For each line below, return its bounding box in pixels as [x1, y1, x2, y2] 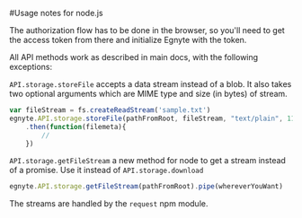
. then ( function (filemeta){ [25, 122, 127, 131]
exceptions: [9, 62, 52, 72]
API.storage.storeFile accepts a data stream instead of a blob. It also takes [9, 79, 292, 89]
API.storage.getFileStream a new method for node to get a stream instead [9, 155, 286, 166]
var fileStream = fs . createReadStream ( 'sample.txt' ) [9, 106, 211, 115]
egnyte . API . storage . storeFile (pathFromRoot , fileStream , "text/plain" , [9, 114, 283, 123]
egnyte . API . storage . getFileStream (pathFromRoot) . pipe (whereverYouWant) [9, 182, 283, 191]
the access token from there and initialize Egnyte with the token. [9, 35, 247, 45]
